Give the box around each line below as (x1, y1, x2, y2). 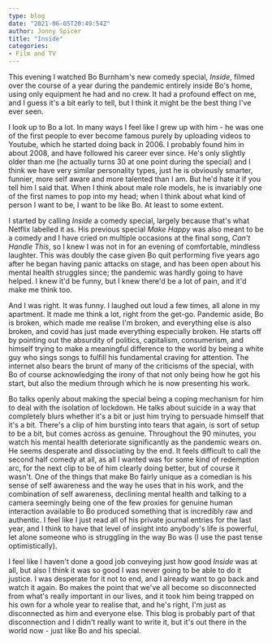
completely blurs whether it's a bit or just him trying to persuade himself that (8, 411, 264, 421)
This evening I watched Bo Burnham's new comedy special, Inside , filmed (8, 72, 256, 81)
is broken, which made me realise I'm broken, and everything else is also (8, 318, 252, 328)
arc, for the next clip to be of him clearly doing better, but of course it (8, 463, 240, 472)
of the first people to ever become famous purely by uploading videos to (8, 131, 251, 141)
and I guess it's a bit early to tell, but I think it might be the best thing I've (8, 98, 252, 107)
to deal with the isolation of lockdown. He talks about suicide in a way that (8, 403, 257, 412)
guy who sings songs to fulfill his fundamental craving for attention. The (8, 353, 249, 362)
